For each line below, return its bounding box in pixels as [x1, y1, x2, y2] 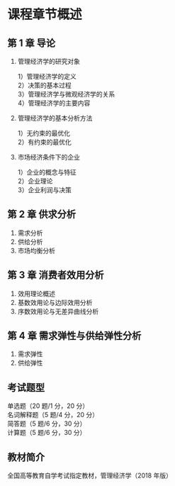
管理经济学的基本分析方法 [17, 114, 93, 122]
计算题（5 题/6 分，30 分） [7, 429, 86, 437]
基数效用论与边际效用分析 [17, 298, 93, 306]
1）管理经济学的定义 [17, 72, 77, 80]
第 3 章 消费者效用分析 [7, 269, 104, 281]
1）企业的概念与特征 [17, 168, 77, 176]
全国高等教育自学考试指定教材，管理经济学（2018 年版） [7, 471, 172, 480]
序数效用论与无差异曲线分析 [17, 306, 99, 316]
